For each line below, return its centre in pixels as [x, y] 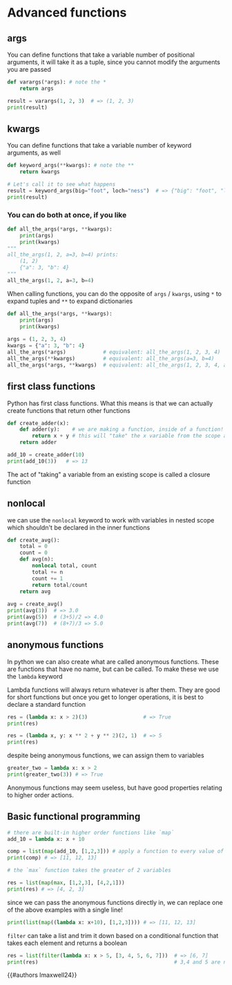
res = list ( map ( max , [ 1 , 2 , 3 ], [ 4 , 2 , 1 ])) [66, 883]
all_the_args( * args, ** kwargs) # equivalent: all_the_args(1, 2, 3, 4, [114, 365]
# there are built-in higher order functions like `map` [91, 832]
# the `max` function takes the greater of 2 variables [89, 870]
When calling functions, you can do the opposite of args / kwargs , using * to [115, 293]
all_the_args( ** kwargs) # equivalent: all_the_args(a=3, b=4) [111, 358]
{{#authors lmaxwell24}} [42, 975]
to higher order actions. [40, 794]
